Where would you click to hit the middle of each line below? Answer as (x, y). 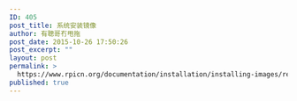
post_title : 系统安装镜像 (53, 25)
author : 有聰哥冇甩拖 (45, 33)
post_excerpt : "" (41, 50)
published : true (39, 83)
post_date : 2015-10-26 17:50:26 (69, 42)
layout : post (33, 58)
